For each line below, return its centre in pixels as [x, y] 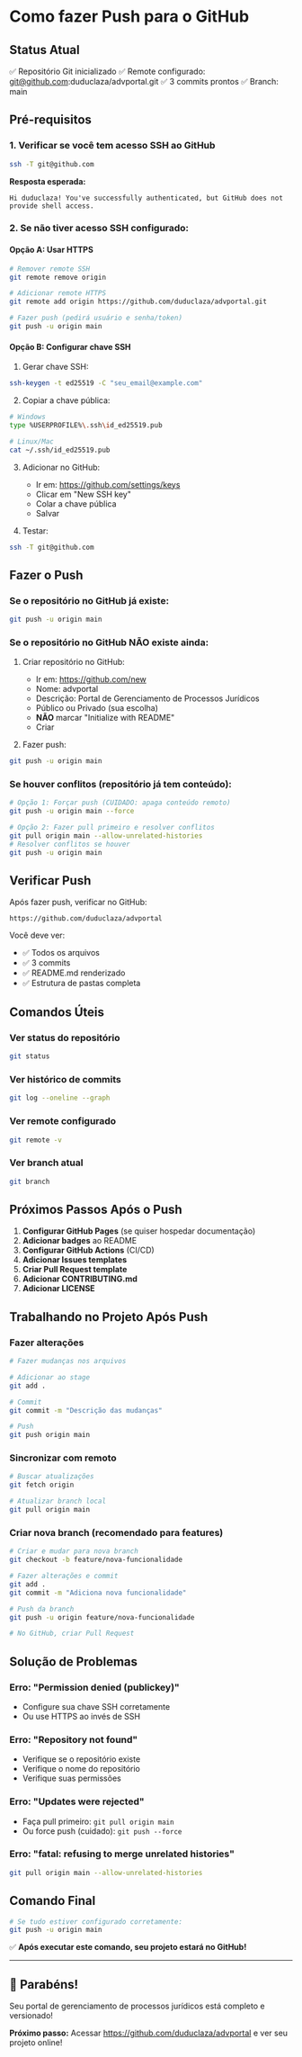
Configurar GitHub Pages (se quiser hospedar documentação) [139, 1231]
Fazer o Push [46, 575]
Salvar [48, 513]
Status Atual [44, 50]
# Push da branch [42, 1609]
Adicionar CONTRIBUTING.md [80, 1279]
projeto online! [36, 2043]
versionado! [31, 2016]
